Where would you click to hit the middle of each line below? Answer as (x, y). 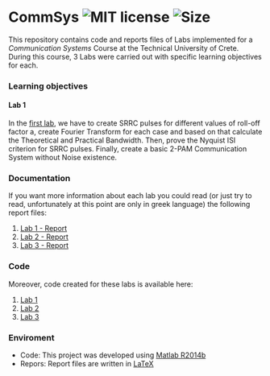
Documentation (39, 178)
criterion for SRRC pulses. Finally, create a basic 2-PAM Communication (128, 149)
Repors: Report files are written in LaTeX (87, 363)
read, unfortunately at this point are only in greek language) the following (129, 205)
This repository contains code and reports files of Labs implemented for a (131, 39)
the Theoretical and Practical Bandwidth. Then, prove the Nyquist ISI (122, 140)
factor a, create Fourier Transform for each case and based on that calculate (135, 132)
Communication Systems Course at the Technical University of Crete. (124, 48)
